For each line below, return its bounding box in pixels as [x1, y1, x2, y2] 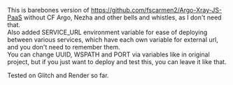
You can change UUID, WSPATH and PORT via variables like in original [7, 50, 210, 59]
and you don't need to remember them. [7, 43, 120, 51]
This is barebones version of [7, 6, 90, 14]
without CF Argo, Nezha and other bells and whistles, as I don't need [23, 13, 222, 22]
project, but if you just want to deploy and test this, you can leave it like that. [7, 58, 227, 65]
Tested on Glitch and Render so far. [7, 71, 109, 79]
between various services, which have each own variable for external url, [7, 36, 218, 44]
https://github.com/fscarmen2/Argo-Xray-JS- [90, 6, 223, 14]
